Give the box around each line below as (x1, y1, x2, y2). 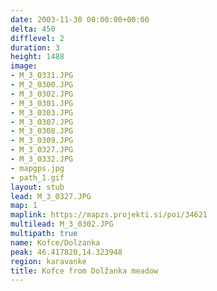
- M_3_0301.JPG (10, 98, 74, 108)
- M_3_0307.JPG (10, 117, 74, 127)
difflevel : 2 (10, 33, 65, 43)
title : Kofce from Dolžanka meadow (10, 266, 159, 276)
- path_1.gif (10, 172, 65, 183)
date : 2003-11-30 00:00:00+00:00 (10, 14, 150, 25)
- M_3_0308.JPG (10, 126, 74, 136)
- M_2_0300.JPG (10, 80, 74, 90)
